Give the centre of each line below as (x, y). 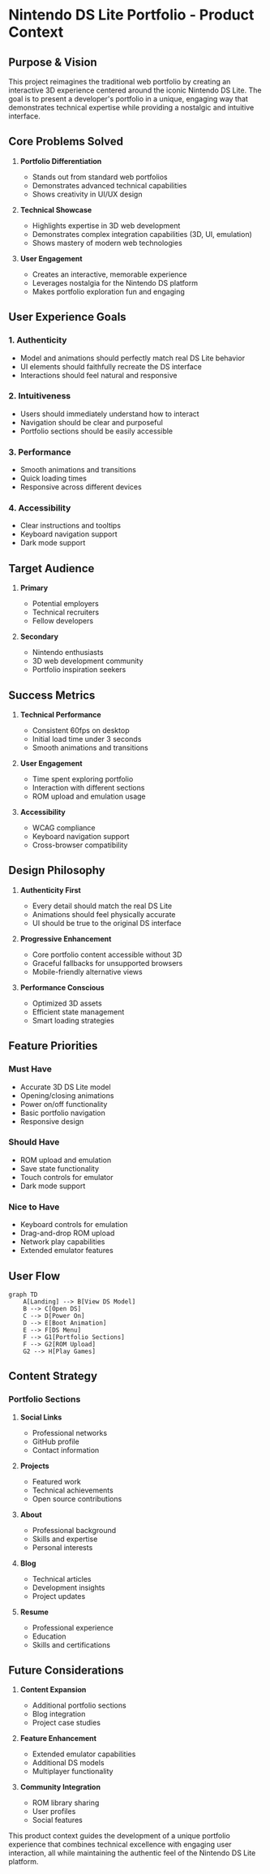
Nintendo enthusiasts (68, 653)
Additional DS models (68, 1763)
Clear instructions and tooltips (71, 526)
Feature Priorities (53, 1046)
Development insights (69, 1588)
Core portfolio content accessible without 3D (107, 954)
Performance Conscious (62, 987)
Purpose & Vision (53, 62)
